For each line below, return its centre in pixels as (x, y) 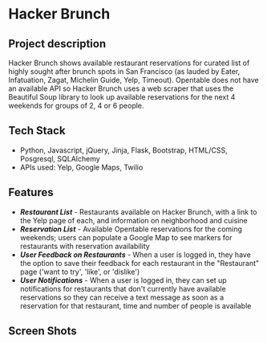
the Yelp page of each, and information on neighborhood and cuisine (133, 220)
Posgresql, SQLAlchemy (60, 158)
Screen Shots (43, 331)
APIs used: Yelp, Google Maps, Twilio (81, 167)
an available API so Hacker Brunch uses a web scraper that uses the (121, 88)
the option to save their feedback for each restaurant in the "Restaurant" (140, 263)
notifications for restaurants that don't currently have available (123, 288)
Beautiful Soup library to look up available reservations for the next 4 (122, 97)
